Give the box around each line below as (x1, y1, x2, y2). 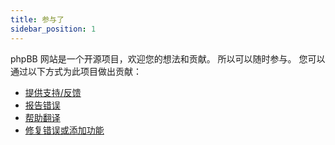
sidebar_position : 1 (10, 24, 97, 34)
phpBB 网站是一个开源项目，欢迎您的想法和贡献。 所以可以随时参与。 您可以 (10, 52, 326, 65)
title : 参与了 (10, 14, 65, 25)
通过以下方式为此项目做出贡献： (10, 65, 142, 77)
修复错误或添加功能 (24, 124, 105, 136)
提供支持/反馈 (24, 86, 82, 98)
